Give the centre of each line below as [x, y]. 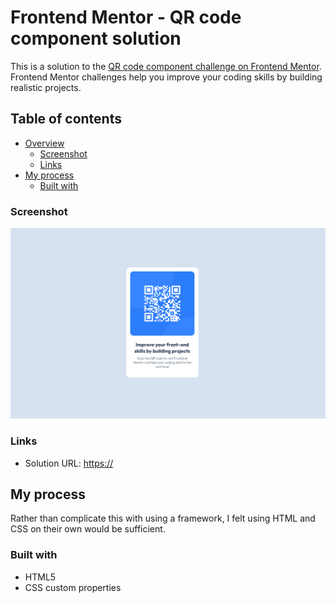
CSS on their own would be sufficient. [88, 529]
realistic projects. [46, 87]
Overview [44, 143]
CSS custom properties [73, 587]
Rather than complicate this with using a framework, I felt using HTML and [163, 518]
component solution [96, 38]
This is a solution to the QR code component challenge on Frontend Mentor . [166, 66]
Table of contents [66, 119]
